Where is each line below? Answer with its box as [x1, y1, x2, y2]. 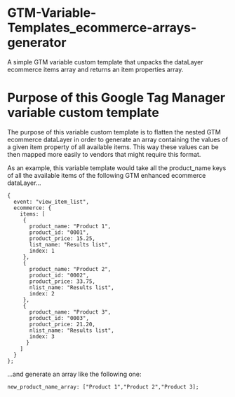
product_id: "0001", [29, 229, 90, 236]
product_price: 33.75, [29, 278, 96, 285]
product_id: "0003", [29, 314, 90, 321]
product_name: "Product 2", [29, 265, 112, 272]
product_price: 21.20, [29, 321, 96, 328]
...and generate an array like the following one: [7, 370, 142, 378]
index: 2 [29, 290, 55, 297]
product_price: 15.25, [29, 235, 96, 242]
